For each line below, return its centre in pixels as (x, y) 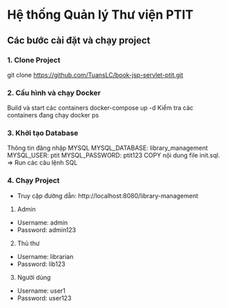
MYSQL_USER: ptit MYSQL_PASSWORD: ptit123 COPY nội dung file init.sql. (114, 155)
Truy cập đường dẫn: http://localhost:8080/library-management (108, 195)
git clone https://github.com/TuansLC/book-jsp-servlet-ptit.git (95, 75)
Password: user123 (44, 298)
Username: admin (42, 222)
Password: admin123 (47, 230)
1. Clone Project (34, 60)
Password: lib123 (41, 264)
